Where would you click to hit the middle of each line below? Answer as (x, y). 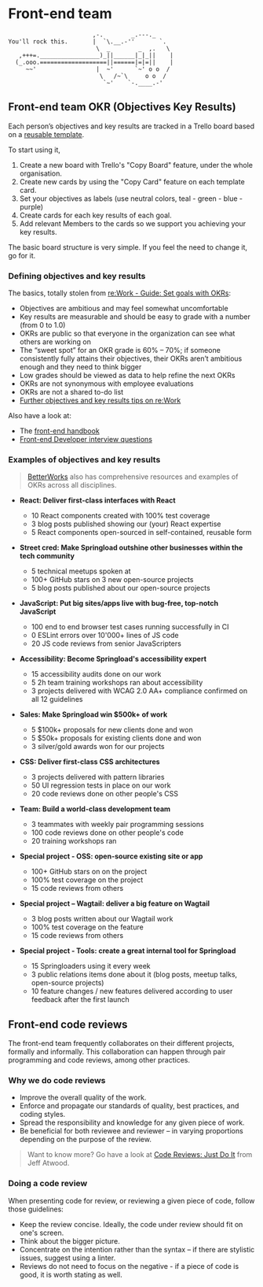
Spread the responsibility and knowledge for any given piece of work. (132, 1122)
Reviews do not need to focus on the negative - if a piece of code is (129, 1266)
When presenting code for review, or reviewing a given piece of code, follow (131, 1200)
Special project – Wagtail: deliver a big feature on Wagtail (115, 903)
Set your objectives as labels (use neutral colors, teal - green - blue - (131, 198)
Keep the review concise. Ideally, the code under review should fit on (131, 1224)
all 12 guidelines (57, 699)
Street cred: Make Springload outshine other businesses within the (131, 547)
